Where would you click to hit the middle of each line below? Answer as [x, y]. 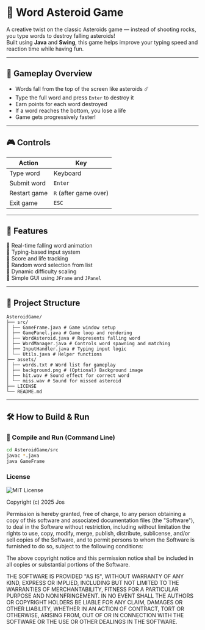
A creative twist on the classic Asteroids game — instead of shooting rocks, [101, 29]
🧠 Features [27, 231]
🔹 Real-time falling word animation [49, 246]
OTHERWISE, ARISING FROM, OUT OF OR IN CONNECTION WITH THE [95, 615]
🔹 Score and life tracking [37, 259]
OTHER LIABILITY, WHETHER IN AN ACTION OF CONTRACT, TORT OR [95, 609]
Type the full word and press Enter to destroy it [74, 98]
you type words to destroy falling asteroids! [61, 35]
